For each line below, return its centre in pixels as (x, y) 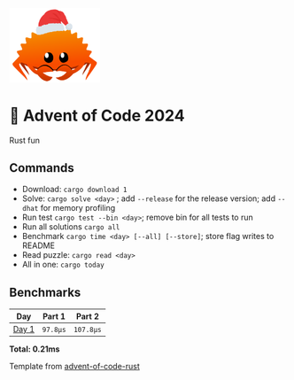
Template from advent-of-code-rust (74, 366)
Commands (42, 168)
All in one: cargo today (63, 265)
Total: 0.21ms (35, 349)
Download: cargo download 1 (74, 190)
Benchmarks (45, 292)
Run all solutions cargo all (71, 227)
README (39, 245)
